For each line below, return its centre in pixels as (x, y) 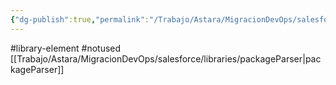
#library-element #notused (66, 48)
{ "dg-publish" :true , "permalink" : (80, 19)
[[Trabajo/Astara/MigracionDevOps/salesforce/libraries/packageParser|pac (166, 58)
